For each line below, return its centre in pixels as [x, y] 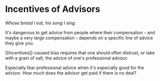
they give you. [20, 43]
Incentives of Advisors [53, 9]
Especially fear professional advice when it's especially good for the [75, 68]
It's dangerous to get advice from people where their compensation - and [80, 32]
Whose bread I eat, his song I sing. [41, 23]
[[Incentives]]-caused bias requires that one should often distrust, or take [80, 53]
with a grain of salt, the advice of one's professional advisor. [67, 58]
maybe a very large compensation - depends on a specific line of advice [79, 38]
